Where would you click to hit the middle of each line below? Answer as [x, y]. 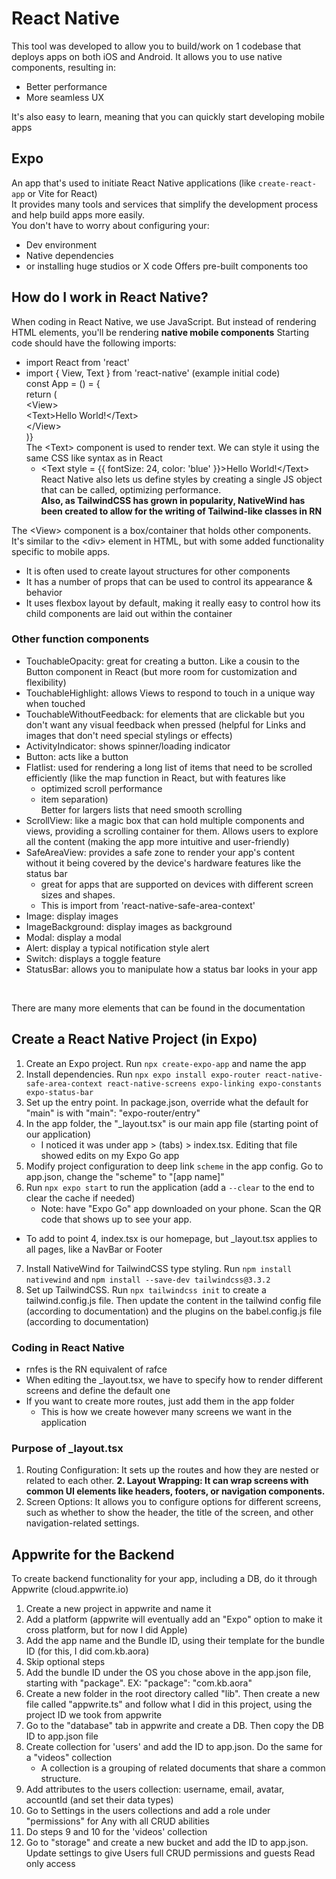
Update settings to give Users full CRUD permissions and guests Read [170, 1853]
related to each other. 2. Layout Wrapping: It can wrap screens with [167, 1481]
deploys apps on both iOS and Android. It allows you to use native [147, 56]
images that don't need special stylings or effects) [129, 735]
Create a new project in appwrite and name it [118, 1609]
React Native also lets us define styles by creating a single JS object [181, 479]
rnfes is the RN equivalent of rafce [96, 1369]
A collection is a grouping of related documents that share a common [183, 1768]
